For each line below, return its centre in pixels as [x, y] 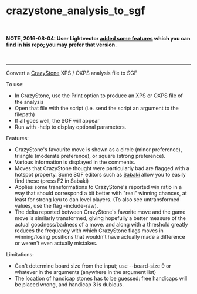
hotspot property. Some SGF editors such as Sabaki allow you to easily [100, 174]
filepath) [25, 114]
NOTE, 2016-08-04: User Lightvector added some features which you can [98, 38]
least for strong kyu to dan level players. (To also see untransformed [97, 199]
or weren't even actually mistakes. [56, 243]
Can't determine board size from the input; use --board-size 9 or [93, 266]
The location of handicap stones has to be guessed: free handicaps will [101, 278]
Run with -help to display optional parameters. [70, 127]
